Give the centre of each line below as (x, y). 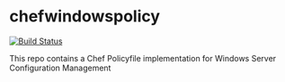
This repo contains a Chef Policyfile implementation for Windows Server (143, 58)
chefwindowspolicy (85, 16)
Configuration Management (60, 68)
